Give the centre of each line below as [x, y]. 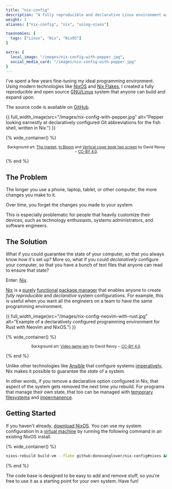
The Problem [27, 177]
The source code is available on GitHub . [48, 107]
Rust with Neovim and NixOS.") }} [41, 327]
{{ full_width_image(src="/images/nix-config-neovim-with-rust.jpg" [77, 316]
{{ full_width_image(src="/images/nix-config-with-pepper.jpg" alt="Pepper [85, 117]
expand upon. [20, 97]
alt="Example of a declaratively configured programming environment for [83, 322]
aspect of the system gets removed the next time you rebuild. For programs [85, 387]
